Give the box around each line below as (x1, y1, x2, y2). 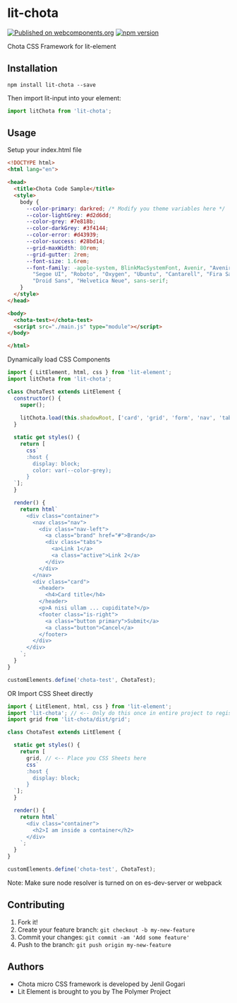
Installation (7, 62, 58, 75)
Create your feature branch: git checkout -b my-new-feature (17, 925, 195, 934)
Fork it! (17, 917, 39, 926)
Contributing (7, 899, 65, 911)
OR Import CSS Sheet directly (7, 689, 93, 697)
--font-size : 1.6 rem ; (25, 257, 90, 265)
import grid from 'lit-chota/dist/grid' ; (7, 716, 131, 723)
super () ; (20, 401, 46, 408)
